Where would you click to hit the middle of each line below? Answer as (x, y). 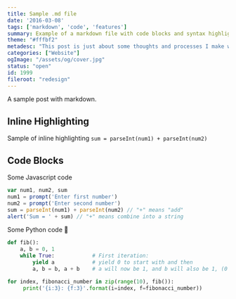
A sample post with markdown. (52, 99)
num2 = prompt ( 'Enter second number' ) (64, 203)
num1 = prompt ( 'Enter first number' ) (63, 197)
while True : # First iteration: (85, 256)
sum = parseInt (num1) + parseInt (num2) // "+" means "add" (96, 210)
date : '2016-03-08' (36, 20)
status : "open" (29, 66)
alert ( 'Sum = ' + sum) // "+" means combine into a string (96, 216)
